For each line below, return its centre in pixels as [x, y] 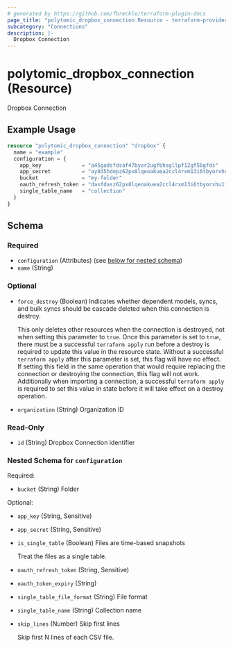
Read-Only [26, 427]
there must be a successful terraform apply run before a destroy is [113, 344]
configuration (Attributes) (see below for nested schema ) [100, 261]
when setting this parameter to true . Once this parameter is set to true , [119, 337]
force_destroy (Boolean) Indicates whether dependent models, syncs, [118, 301]
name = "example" [38, 152]
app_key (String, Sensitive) [54, 516]
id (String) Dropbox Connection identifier [76, 442]
